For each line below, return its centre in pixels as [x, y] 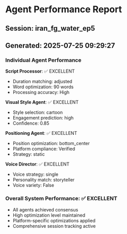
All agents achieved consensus [45, 209]
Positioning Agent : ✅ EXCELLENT [41, 133]
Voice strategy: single [35, 174]
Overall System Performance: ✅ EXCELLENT [61, 199]
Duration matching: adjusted [42, 81]
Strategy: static [29, 154]
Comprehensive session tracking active [54, 226]
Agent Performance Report [64, 9]
